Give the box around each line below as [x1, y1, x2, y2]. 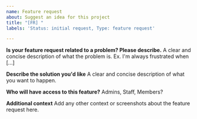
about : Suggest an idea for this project [6, 14, 110, 20]
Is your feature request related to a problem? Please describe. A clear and [6, 47, 191, 54]
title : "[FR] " [6, 20, 44, 25]
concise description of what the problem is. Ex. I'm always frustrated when [6, 53, 189, 60]
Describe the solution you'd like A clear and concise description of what [6, 70, 185, 78]
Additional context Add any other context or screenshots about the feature [6, 100, 190, 107]
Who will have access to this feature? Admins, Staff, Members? [6, 88, 163, 95]
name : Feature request [6, 8, 62, 15]
